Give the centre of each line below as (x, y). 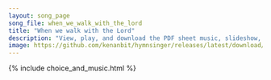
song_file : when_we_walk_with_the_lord (75, 23)
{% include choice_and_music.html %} (73, 68)
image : (19, 46)
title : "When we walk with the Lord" (72, 30)
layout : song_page (39, 16)
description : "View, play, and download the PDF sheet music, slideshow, (135, 38)
